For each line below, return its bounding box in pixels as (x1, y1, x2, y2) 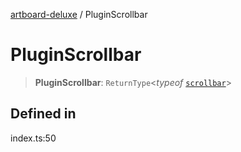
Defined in (10, 105, 77, 123)
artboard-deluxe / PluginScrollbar (10, 9, 148, 20)
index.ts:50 (10, 132, 57, 144)
